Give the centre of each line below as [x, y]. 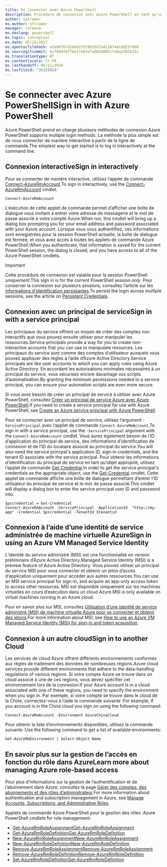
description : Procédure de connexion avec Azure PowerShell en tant [78, 14]
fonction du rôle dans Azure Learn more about [77, 762]
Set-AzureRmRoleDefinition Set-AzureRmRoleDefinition [68, 860]
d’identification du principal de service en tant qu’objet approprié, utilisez [80, 462]
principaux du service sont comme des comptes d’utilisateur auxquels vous [83, 353]
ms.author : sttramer [27, 24]
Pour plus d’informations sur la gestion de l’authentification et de [71, 782]
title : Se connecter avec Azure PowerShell [51, 10]
